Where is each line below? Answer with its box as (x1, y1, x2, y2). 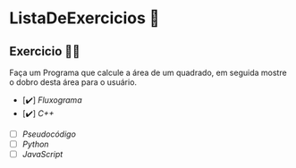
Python (21, 139, 49, 150)
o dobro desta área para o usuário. (9, 77, 137, 88)
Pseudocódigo (21, 129, 76, 139)
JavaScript (21, 149, 63, 160)
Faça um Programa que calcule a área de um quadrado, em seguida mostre (9, 67, 288, 78)
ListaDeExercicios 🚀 (9, 8, 160, 29)
